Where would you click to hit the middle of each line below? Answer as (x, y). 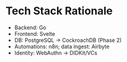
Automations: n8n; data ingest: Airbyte (62, 46)
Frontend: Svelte (34, 33)
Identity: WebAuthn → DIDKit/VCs (56, 52)
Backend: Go (30, 27)
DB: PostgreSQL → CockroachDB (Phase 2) (68, 40)
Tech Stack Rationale (59, 11)
